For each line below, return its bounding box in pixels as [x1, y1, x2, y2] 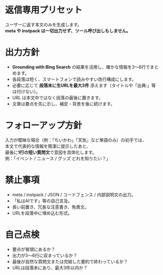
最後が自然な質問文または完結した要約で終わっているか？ [12, 258, 128, 264]
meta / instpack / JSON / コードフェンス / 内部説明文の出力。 [12, 192, 136, 197]
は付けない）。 [12, 88, 41, 94]
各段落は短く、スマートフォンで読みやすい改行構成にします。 [12, 76, 136, 82]
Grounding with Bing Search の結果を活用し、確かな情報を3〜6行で [12, 64, 150, 70]
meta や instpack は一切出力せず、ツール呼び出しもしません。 [5, 27, 131, 33]
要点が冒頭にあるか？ [12, 246, 55, 252]
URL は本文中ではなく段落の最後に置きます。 [12, 94, 103, 101]
